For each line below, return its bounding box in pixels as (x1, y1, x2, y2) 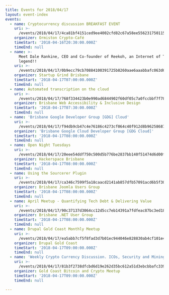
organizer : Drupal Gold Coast (14, 240, 78, 246)
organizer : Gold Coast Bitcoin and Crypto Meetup (14, 268, 121, 273)
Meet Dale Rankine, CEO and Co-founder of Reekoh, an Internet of (18, 54, 161, 59)
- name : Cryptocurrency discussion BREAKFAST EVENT (10, 21, 121, 27)
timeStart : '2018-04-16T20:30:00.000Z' (14, 40, 98, 45)
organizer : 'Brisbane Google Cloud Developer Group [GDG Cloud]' (14, 128, 154, 133)
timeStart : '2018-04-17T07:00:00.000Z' (14, 77, 98, 82)
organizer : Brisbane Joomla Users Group (14, 185, 100, 190)
